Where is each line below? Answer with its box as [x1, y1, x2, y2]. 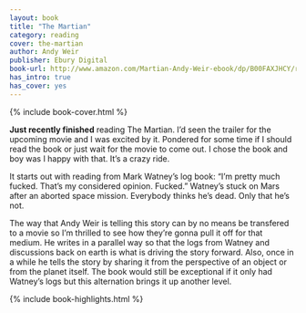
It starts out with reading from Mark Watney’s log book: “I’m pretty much [9, 171, 280, 182]
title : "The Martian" [9, 22, 92, 31]
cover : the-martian [9, 38, 84, 48]
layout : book [9, 13, 59, 23]
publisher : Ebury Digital [9, 56, 107, 65]
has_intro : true [9, 73, 71, 82]
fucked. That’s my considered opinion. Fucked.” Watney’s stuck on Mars [9, 180, 280, 192]
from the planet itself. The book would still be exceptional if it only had [9, 266, 273, 276]
